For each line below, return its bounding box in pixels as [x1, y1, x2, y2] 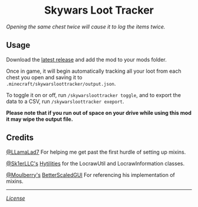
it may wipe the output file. [6, 115, 74, 122]
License [6, 195, 25, 202]
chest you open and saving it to [6, 73, 82, 80]
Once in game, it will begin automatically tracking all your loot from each [6, 67, 181, 75]
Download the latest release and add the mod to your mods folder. [6, 56, 167, 63]
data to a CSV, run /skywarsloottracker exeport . [6, 98, 125, 105]
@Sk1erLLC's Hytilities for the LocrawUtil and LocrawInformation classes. [6, 160, 184, 167]
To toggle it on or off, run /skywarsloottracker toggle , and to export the [6, 91, 181, 98]
